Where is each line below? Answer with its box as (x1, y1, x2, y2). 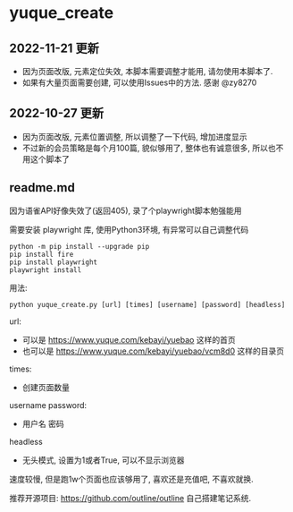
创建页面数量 (21, 381, 70, 392)
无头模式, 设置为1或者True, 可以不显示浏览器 (21, 455, 185, 465)
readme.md (9, 180, 76, 195)
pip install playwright (9, 258, 98, 267)
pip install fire (9, 250, 74, 259)
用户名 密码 (21, 418, 64, 429)
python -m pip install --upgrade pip (9, 242, 150, 251)
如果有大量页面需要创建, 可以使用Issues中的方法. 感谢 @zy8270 (21, 77, 257, 88)
